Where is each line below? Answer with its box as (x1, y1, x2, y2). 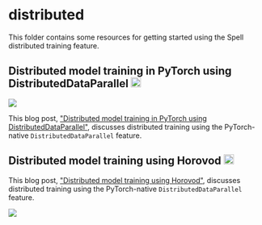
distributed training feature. (8, 40, 99, 50)
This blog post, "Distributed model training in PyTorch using (8, 113, 208, 123)
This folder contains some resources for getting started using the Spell (8, 32, 244, 42)
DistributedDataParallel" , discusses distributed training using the (8, 122, 223, 131)
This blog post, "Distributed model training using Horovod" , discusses (8, 175, 241, 185)
